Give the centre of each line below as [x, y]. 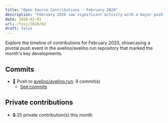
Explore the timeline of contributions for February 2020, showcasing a [78, 43]
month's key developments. [34, 54]
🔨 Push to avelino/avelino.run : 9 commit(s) [56, 81]
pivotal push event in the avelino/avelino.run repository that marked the [79, 48]
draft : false [19, 29]
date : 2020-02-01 [23, 19]
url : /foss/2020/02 [26, 24]
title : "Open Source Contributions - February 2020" [62, 10]
